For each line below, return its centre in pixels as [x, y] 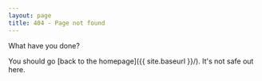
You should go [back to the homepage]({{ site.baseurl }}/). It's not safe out [131, 61]
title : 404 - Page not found [57, 23]
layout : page [30, 15]
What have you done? [44, 45]
